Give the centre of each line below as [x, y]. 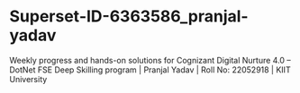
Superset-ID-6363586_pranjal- [129, 17]
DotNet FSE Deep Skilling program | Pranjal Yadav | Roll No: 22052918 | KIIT [150, 70]
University [28, 79]
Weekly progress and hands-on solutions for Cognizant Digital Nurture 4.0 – [150, 60]
